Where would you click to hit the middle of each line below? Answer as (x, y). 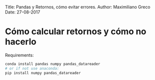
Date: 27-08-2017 (22, 12)
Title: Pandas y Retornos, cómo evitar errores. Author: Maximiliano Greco (78, 7)
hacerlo (21, 42)
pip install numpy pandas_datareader (43, 73)
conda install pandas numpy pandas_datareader (53, 64)
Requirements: (19, 55)
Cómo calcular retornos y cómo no (76, 32)
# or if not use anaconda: (32, 68)
